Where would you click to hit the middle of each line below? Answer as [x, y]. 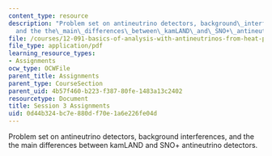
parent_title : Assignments [54, 76]
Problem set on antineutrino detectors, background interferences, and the [132, 137]
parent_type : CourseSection [56, 83]
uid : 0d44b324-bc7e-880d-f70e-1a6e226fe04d [83, 114]
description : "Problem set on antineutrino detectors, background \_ [126, 23]
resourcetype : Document [49, 99]
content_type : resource [49, 16]
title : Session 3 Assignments [59, 106]
